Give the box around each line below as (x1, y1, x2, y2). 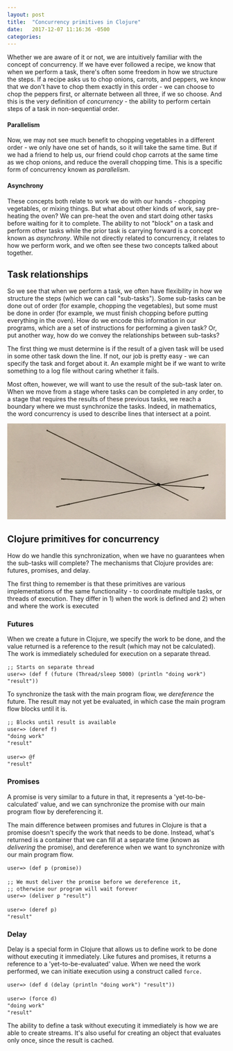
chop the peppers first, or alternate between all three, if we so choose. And (7, 90, 223, 99)
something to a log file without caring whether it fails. (7, 367, 159, 375)
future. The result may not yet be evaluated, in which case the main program (7, 698, 226, 706)
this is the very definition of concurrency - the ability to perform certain (7, 97, 212, 106)
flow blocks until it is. (7, 705, 68, 713)
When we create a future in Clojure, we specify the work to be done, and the (7, 635, 226, 644)
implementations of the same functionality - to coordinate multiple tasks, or (7, 587, 223, 595)
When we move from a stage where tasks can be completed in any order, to (7, 387, 224, 396)
